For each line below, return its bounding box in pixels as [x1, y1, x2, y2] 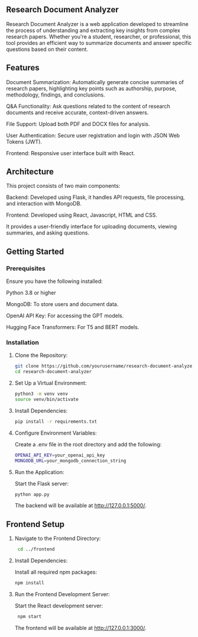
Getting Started [6, 246, 64, 256]
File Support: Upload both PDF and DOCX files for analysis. [6, 120, 150, 127]
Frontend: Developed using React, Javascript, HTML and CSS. [6, 211, 158, 218]
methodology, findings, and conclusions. [6, 91, 105, 98]
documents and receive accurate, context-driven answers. [6, 109, 149, 116]
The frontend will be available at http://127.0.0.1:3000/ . [14, 624, 147, 631]
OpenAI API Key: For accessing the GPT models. [6, 312, 124, 319]
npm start [17, 613, 42, 619]
